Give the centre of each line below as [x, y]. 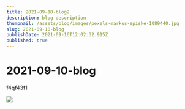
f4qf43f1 [17, 88]
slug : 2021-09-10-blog [35, 29]
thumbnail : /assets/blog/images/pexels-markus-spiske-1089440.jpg [93, 23]
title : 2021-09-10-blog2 [38, 12]
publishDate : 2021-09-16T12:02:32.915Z [57, 35]
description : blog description [46, 18]
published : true [27, 40]
